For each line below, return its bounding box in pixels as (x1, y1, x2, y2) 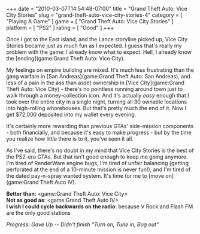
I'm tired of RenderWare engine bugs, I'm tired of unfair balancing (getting (6, 160, 189, 166)
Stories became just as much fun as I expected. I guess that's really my (6, 42, 182, 49)
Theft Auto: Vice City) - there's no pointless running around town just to (6, 86, 183, 92)
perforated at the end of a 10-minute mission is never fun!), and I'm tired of (6, 166, 191, 173)
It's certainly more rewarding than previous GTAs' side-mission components (6, 123, 194, 129)
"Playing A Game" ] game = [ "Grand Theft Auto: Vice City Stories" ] (6, 18, 174, 25)
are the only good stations (6, 209, 71, 216)
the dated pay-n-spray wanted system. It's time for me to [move (6, 172, 165, 179)
